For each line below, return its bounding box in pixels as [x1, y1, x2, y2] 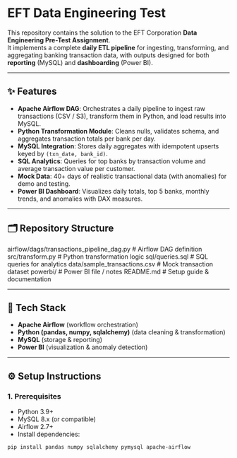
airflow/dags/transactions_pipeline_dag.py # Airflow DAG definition [7, 245, 202, 253]
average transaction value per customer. [17, 164, 135, 172]
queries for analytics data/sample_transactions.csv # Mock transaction [7, 259, 214, 268]
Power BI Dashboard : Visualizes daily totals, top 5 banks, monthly [17, 187, 209, 195]
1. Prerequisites [7, 391, 61, 401]
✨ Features [7, 86, 57, 98]
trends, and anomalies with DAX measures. [17, 194, 143, 203]
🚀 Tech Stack [7, 302, 66, 314]
